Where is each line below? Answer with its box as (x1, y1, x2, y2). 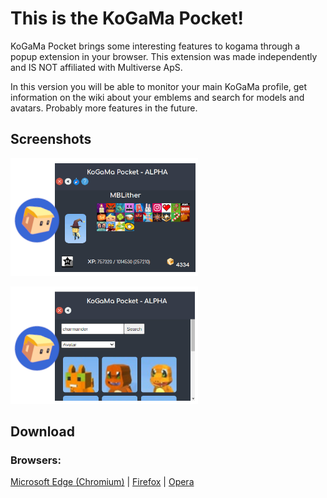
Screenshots (10, 131, 92, 148)
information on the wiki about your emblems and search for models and (10, 91, 305, 103)
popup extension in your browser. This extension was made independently (10, 50, 318, 62)
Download (10, 423, 75, 441)
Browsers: (10, 453, 62, 467)
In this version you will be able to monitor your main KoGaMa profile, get (10, 80, 308, 92)
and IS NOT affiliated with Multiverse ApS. (10, 61, 183, 73)
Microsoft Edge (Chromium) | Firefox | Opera (10, 476, 195, 488)
